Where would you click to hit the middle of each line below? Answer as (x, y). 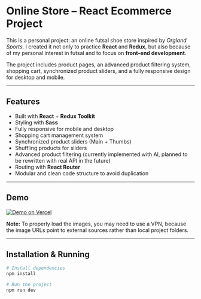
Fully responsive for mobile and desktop (64, 129)
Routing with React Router (48, 167)
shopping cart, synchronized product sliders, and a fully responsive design (98, 71)
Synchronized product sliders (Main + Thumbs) (73, 141)
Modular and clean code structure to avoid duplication (82, 173)
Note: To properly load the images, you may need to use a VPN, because (96, 224)
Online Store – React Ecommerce (89, 11)
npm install (21, 274)
